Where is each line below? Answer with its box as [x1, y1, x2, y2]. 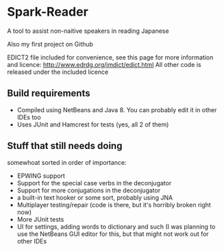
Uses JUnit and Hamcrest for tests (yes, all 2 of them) [16, 120, 169, 129]
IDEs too [16, 113, 41, 121]
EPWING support [16, 172, 65, 180]
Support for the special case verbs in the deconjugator [16, 179, 172, 187]
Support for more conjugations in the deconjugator [16, 186, 161, 194]
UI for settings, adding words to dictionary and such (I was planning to [16, 222, 216, 230]
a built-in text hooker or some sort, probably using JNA [16, 193, 173, 202]
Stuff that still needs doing [7, 140, 123, 152]
